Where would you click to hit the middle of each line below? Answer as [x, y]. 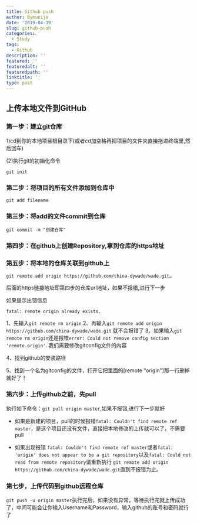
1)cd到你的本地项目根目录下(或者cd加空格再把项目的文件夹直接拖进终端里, [96, 141]
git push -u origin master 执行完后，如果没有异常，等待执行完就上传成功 [96, 500]
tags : [13, 45]
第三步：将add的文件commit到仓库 [56, 216]
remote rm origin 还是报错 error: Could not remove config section [88, 338]
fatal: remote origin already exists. [54, 311]
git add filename [27, 200]
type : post [19, 83]
